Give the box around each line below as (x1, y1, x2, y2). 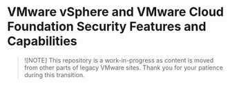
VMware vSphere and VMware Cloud (7, 4, 224, 20)
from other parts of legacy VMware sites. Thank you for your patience (23, 63, 223, 72)
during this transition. (23, 70, 85, 79)
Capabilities (7, 34, 77, 49)
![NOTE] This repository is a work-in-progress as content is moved (23, 56, 214, 64)
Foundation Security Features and (7, 19, 207, 34)
